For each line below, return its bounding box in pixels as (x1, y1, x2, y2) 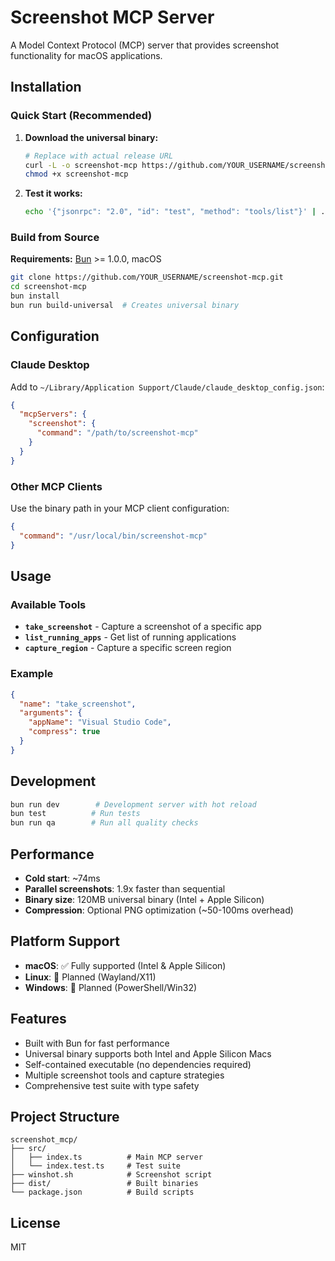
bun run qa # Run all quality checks (10, 818, 199, 828)
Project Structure (10, 1109, 120, 1126)
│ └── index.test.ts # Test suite (10, 1161, 182, 1171)
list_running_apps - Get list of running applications (24, 631, 237, 643)
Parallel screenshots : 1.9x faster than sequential (24, 883, 226, 895)
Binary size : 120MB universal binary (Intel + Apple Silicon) (24, 894, 265, 906)
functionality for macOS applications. (10, 49, 163, 61)
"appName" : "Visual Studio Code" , (28, 717, 172, 728)
